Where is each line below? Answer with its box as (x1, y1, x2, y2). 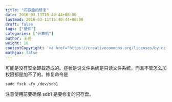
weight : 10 (5, 41, 29, 46)
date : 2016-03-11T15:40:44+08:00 (5, 12, 77, 17)
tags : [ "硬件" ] (5, 27, 36, 32)
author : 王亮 (5, 36, 32, 41)
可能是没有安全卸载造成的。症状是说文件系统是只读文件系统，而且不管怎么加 (5, 65, 167, 71)
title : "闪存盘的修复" (5, 7, 49, 13)
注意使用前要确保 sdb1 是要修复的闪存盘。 (5, 91, 94, 97)
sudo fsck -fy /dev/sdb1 (5, 81, 58, 87)
